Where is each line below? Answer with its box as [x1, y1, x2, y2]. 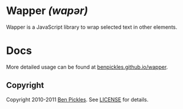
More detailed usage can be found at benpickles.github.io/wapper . [6, 63, 168, 70]
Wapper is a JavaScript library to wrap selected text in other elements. [6, 23, 178, 30]
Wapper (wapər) [6, 4, 89, 18]
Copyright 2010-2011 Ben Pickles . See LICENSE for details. [6, 96, 149, 103]
